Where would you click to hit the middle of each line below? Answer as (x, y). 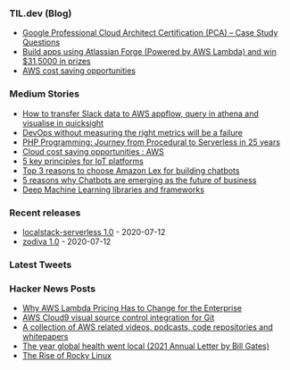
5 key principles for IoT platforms (83, 161)
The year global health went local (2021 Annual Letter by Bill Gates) (146, 346)
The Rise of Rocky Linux (66, 356)
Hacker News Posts (53, 289)
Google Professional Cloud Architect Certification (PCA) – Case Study (150, 33)
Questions (41, 42)
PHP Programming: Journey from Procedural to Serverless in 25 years (151, 142)
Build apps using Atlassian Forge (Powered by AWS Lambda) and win (149, 52)
